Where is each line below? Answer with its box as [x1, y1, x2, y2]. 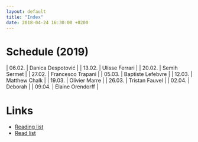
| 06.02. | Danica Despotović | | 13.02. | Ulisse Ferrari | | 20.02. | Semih [6, 64, 178, 71]
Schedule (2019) [6, 45, 89, 58]
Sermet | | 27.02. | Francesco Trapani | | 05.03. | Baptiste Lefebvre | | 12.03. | [6, 71, 193, 78]
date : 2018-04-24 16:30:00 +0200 [6, 19, 89, 25]
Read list [14, 130, 37, 137]
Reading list [14, 123, 44, 130]
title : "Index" [6, 14, 44, 20]
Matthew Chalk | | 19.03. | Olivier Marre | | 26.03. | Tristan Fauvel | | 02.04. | [6, 77, 190, 84]
